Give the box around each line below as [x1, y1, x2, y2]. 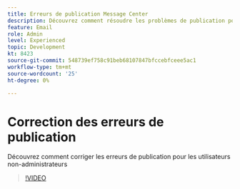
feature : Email [7, 24, 53, 31]
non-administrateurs [7, 160, 68, 168]
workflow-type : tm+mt [7, 63, 72, 71]
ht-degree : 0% [7, 76, 50, 84]
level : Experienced [7, 37, 66, 44]
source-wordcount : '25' [7, 70, 79, 77]
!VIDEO [24, 174, 46, 183]
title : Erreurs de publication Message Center [7, 10, 149, 18]
